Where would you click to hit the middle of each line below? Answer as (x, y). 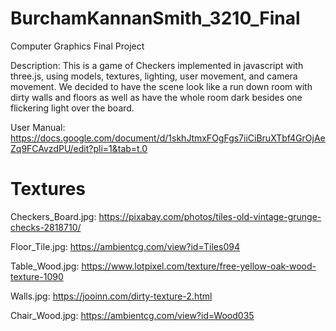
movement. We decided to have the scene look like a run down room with (161, 86)
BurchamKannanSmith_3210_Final (155, 18)
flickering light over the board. (72, 108)
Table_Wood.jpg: (45, 266)
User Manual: (38, 127)
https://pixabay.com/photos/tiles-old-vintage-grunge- (210, 216)
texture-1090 (37, 276)
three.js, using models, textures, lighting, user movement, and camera (154, 76)
